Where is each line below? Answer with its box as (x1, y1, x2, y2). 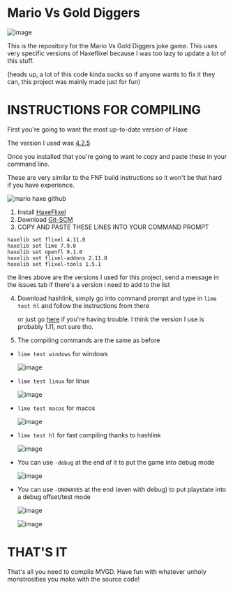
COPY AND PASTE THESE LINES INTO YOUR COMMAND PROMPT (17, 223, 209, 231)
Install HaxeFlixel (17, 208, 66, 216)
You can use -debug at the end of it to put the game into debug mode (17, 458, 215, 466)
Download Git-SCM (17, 215, 73, 223)
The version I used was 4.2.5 (7, 139, 91, 147)
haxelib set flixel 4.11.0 (7, 236, 86, 243)
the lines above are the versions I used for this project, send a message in (7, 273, 220, 281)
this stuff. (7, 56, 34, 64)
